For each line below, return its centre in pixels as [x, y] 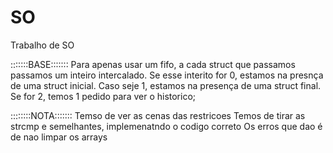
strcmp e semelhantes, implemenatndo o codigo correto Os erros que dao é [166, 126]
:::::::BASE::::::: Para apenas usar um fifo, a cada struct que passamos [153, 64]
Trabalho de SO [42, 45]
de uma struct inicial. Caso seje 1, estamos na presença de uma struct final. [166, 85]
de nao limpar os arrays [59, 137]
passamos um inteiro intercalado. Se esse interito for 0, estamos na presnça [167, 75]
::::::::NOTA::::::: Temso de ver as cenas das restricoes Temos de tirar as [158, 115]
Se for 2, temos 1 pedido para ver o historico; [103, 96]
